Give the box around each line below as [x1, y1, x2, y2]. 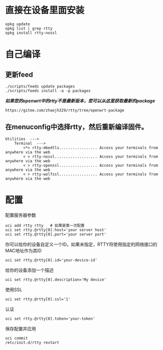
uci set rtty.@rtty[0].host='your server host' [5, 227, 107, 232]
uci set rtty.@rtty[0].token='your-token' [5, 316, 95, 321]
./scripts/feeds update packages [5, 84, 75, 89]
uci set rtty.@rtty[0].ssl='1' [5, 297, 71, 302]
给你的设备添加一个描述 [5, 267, 54, 273]
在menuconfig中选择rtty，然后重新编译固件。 [5, 123, 148, 131]
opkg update [5, 21, 30, 27]
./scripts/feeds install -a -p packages [5, 88, 91, 93]
